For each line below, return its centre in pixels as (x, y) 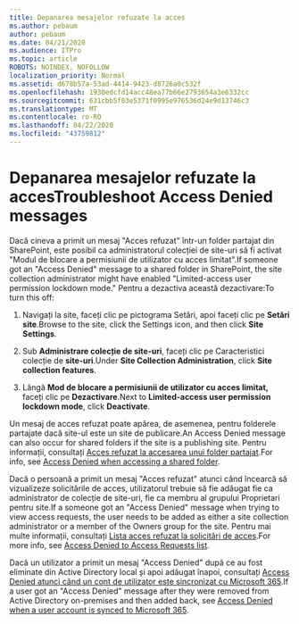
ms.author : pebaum (43, 26)
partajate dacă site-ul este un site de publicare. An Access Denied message (148, 433)
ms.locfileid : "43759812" (57, 134)
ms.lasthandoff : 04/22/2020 (62, 126)
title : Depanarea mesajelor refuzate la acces (97, 17)
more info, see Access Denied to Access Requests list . (109, 545)
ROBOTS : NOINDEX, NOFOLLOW (59, 68)
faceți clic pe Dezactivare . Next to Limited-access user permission (146, 396)
